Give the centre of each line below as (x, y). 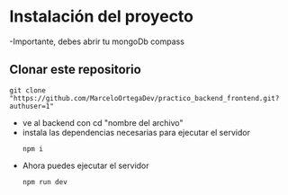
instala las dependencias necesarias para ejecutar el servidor (136, 132)
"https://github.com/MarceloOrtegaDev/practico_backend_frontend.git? (144, 98)
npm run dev (45, 182)
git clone (28, 90)
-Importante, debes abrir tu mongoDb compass (97, 41)
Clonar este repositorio (75, 70)
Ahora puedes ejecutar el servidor (86, 165)
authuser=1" (31, 106)
